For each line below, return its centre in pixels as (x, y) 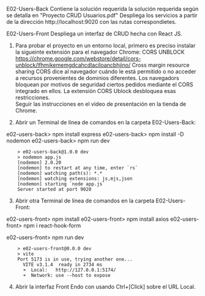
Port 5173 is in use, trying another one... (75, 259)
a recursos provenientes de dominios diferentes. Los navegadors (97, 78)
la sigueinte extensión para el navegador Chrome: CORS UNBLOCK (100, 52)
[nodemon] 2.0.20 (39, 163)
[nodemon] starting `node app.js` (61, 184)
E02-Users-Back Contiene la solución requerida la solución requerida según (102, 9)
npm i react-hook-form (52, 225)
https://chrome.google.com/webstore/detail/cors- (78, 58)
